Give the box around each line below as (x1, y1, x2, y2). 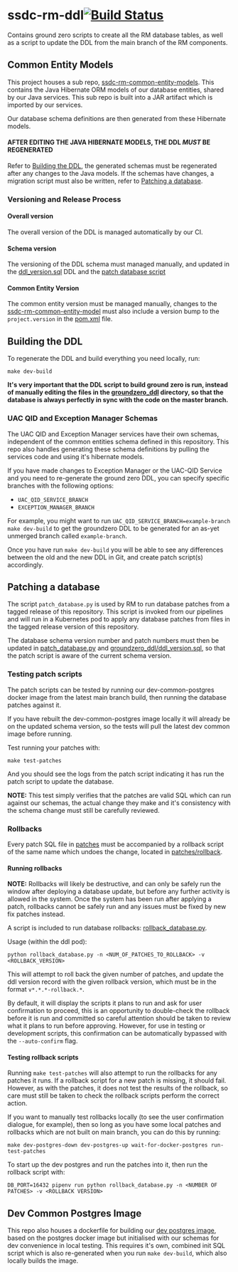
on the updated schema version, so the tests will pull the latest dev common (7, 722, 230, 730)
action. (7, 1099, 28, 1108)
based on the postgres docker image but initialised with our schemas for (7, 1234, 220, 1242)
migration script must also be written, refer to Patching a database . (7, 177, 203, 185)
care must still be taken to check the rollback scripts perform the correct (7, 1091, 220, 1100)
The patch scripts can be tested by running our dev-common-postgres (7, 685, 215, 694)
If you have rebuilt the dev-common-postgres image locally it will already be (7, 714, 231, 722)
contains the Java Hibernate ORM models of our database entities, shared (7, 85, 225, 94)
